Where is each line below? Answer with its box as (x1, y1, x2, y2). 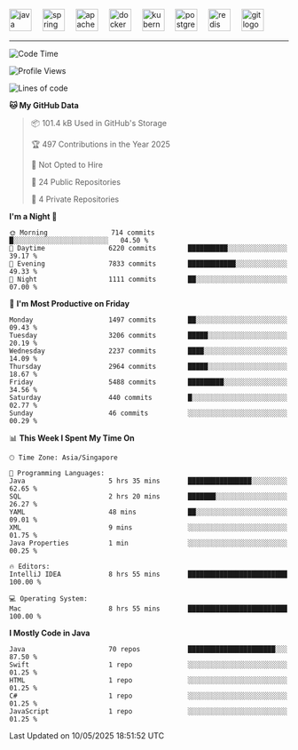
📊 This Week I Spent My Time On (9, 433, 135, 443)
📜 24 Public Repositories (30, 177, 122, 187)
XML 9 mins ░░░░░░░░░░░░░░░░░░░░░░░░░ (9, 523, 288, 532)
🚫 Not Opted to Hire (30, 160, 104, 170)
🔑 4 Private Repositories (30, 194, 120, 204)
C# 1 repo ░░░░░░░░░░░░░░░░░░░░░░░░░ (9, 691, 288, 700)
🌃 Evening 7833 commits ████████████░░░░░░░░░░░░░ (9, 259, 288, 268)
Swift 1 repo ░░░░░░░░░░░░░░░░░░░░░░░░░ (9, 660, 288, 669)
